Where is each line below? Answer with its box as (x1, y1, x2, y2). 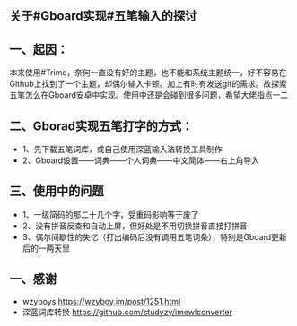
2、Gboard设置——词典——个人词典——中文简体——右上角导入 (22, 155, 260, 166)
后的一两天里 (22, 243, 70, 253)
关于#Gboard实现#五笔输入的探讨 (9, 8, 197, 24)
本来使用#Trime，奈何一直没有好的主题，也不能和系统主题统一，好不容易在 (9, 67, 287, 78)
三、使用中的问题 (9, 184, 104, 199)
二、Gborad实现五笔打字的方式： (9, 118, 194, 133)
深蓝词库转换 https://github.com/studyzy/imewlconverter (22, 306, 233, 317)
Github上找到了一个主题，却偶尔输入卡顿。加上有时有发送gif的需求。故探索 (9, 79, 287, 90)
